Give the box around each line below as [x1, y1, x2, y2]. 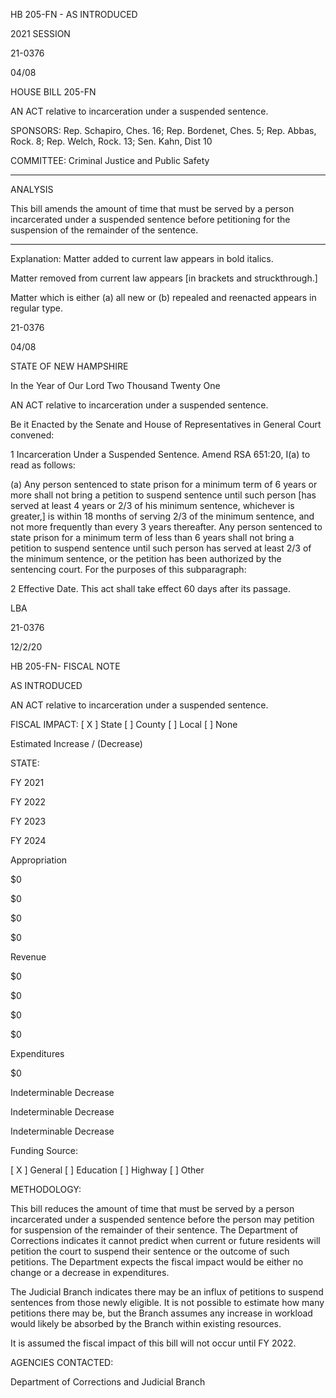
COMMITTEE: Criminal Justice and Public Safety [10, 155, 210, 166]
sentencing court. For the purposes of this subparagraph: [10, 564, 247, 575]
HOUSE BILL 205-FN [10, 86, 97, 98]
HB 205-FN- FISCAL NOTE [10, 660, 121, 672]
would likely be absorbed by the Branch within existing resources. [10, 1318, 282, 1329]
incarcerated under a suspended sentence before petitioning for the [10, 214, 291, 225]
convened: [10, 429, 55, 441]
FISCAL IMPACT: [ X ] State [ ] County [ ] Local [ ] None [10, 719, 238, 730]
